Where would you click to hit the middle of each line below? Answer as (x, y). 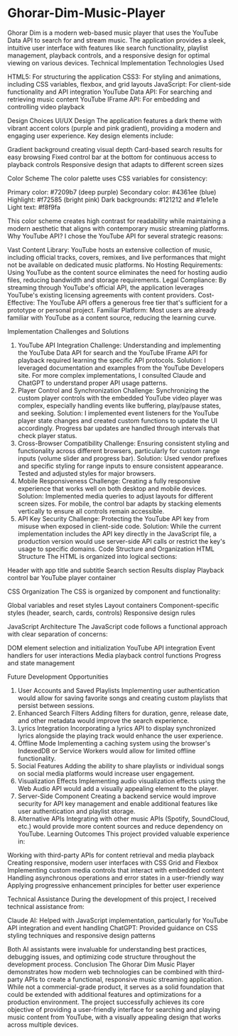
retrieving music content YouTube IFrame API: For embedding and (104, 99)
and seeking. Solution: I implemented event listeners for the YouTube (118, 413)
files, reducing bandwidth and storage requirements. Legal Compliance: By (117, 280)
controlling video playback (46, 107)
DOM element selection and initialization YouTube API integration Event (111, 648)
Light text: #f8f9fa (34, 207)
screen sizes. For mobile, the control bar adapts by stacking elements (119, 503)
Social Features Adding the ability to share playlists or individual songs (121, 765)
